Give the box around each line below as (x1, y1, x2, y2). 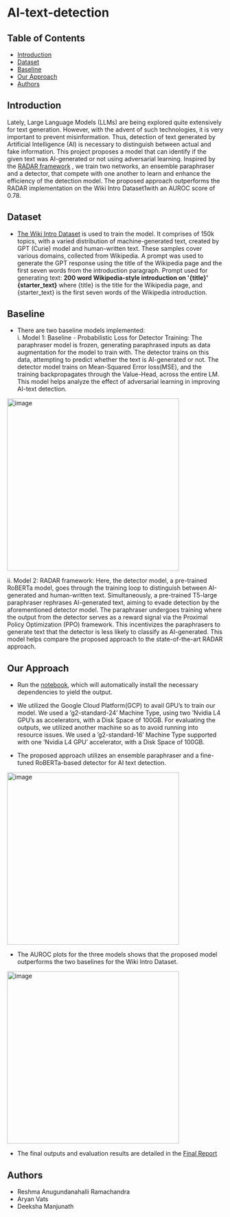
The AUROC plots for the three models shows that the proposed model (16, 950, 218, 959)
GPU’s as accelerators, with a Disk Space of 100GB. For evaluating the (16, 716, 216, 724)
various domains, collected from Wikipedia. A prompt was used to (16, 252, 204, 260)
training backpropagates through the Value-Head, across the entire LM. (16, 370, 220, 378)
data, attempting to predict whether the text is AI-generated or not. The (16, 356, 219, 364)
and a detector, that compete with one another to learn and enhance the (7, 169, 211, 177)
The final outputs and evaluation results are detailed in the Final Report (16, 1149, 218, 1158)
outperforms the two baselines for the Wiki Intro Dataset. (16, 958, 179, 966)
